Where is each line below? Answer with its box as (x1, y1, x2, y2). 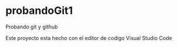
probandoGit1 (5, 4, 73, 17)
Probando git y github (5, 23, 58, 30)
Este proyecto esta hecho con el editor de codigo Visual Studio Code (5, 34, 173, 41)
